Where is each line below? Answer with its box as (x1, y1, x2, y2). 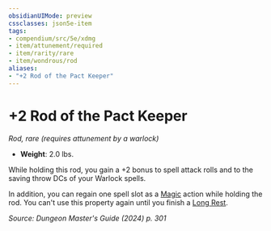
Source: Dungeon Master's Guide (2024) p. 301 (8, 213, 167, 223)
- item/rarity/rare (8, 49, 74, 57)
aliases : (8, 65, 38, 73)
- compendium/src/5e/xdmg (8, 34, 95, 43)
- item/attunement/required (8, 42, 104, 50)
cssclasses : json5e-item (8, 19, 92, 27)
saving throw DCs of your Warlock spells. (8, 173, 146, 183)
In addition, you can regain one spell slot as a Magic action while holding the (8, 189, 263, 199)
